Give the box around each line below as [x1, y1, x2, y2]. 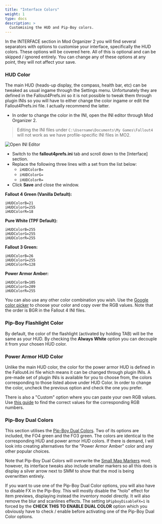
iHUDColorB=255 [5, 227, 36, 232]
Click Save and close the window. [12, 182, 80, 188]
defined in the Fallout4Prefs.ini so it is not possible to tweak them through [5, 93, 152, 99]
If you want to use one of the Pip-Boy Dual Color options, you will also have [5, 483, 155, 489]
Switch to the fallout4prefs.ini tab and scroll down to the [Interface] [12, 151, 148, 157]
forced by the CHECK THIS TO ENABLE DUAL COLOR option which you [5, 504, 147, 509]
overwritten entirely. [5, 473, 45, 479]
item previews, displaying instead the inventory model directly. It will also [5, 493, 150, 499]
